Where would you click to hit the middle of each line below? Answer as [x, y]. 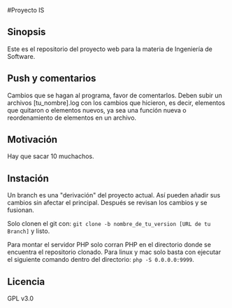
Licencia [26, 282]
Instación [28, 178]
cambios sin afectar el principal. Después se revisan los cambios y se [107, 203]
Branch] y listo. [29, 231]
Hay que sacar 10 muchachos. [51, 156]
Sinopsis [27, 32]
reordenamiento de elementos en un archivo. [72, 118]
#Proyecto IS [26, 10]
